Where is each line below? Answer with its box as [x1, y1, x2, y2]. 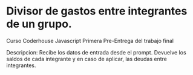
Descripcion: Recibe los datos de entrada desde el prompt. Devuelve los [6, 48, 186, 56]
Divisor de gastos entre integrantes [6, 4, 188, 18]
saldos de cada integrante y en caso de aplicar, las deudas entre [6, 55, 168, 62]
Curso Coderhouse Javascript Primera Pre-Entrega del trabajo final [6, 37, 174, 44]
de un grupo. [6, 17, 73, 31]
